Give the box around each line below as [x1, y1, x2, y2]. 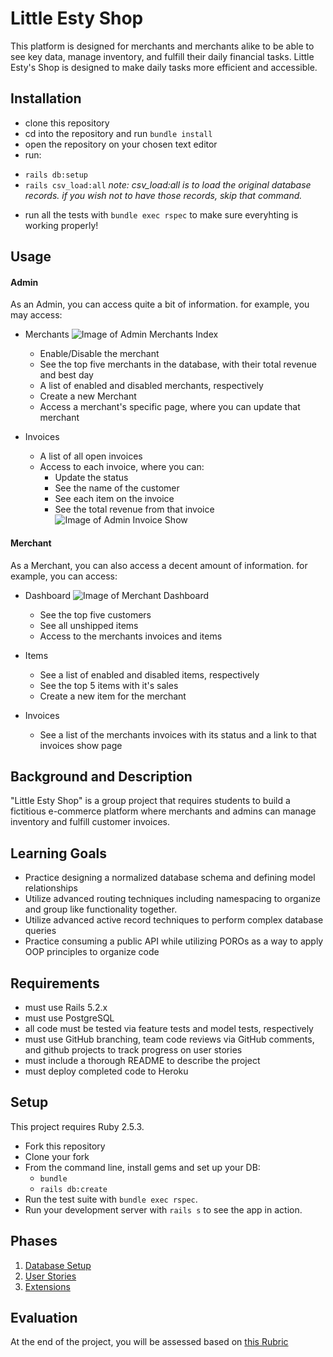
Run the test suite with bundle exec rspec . [24, 1193, 198, 1205]
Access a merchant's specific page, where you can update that [39, 401, 301, 413]
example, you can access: [10, 570, 118, 582]
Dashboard [24, 589, 72, 601]
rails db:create [39, 1184, 108, 1194]
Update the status [54, 472, 129, 484]
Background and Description [10, 768, 193, 785]
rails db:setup [24, 170, 89, 180]
